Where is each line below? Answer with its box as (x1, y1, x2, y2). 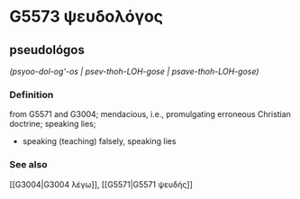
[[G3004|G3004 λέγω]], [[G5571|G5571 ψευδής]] (9, 178, 194, 190)
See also (9, 158, 48, 171)
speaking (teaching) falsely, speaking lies (22, 136, 177, 147)
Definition (9, 88, 54, 101)
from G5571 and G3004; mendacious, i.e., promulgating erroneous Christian (9, 109, 291, 120)
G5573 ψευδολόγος (9, 6, 164, 27)
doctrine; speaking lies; (9, 119, 96, 130)
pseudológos (9, 42, 86, 58)
